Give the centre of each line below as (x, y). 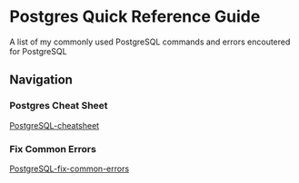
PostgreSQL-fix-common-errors (70, 169)
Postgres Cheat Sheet (59, 106)
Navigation (41, 80)
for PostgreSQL (38, 51)
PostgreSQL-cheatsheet (55, 125)
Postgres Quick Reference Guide (135, 17)
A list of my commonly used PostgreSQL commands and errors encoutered (150, 42)
